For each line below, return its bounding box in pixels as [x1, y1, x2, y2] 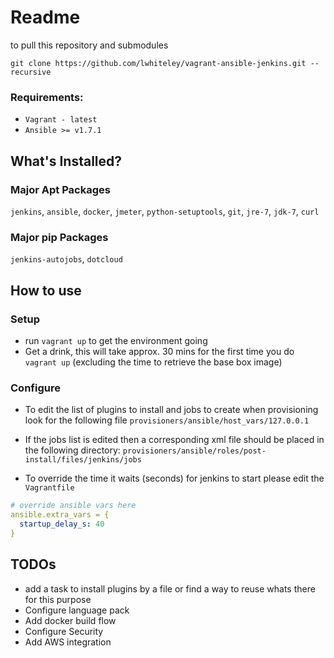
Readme [10, 6, 81, 29]
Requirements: [10, 90, 84, 104]
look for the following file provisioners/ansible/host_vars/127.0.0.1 [24, 414, 310, 426]
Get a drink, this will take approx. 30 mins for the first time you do [24, 345, 295, 357]
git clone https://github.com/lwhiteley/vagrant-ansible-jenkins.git [10, 58, 307, 68]
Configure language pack [24, 604, 130, 616]
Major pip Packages [10, 230, 109, 244]
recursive [10, 67, 52, 77]
